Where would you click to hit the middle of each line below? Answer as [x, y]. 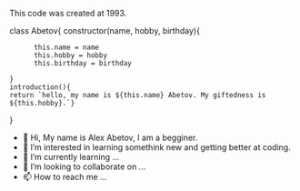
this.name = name [66, 47]
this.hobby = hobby [70, 55]
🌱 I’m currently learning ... [71, 157]
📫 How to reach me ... [65, 177]
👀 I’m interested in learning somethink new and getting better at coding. [156, 147]
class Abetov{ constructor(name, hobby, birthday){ [105, 30]
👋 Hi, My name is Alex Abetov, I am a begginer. [110, 137]
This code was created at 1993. [68, 13]
